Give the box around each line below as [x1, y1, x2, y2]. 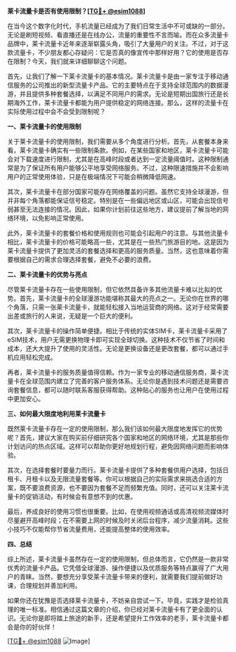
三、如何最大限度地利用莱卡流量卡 [7, 410, 106, 418]
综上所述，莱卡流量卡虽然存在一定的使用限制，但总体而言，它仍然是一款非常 [7, 555, 229, 563]
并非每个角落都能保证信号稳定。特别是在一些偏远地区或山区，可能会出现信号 [7, 197, 229, 204]
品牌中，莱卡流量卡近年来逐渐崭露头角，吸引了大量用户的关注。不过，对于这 [7, 39, 229, 48]
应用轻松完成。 [13, 353, 57, 362]
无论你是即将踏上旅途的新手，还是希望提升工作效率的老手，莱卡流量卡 [19, 614, 223, 622]
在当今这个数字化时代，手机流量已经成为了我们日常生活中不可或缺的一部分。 [7, 22, 229, 30]
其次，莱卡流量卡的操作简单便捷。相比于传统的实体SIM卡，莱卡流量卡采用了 [7, 327, 228, 335]
